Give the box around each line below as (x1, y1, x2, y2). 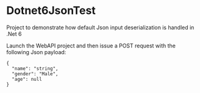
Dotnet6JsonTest (6, 4, 96, 18)
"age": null (12, 76, 43, 82)
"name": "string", (12, 65, 59, 72)
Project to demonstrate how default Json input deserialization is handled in (6, 24, 195, 31)
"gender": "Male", (12, 71, 59, 77)
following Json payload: (6, 48, 66, 55)
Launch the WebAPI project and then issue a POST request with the (6, 42, 176, 49)
